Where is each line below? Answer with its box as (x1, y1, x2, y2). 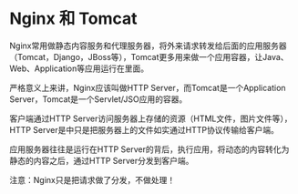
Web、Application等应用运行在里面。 (9, 63, 149, 74)
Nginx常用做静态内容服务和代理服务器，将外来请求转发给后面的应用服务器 (9, 40, 287, 51)
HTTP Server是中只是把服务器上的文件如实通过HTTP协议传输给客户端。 (9, 124, 280, 135)
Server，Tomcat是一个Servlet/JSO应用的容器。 (9, 93, 188, 105)
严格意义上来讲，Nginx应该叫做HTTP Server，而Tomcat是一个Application (9, 82, 286, 93)
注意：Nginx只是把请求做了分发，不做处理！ (9, 174, 176, 185)
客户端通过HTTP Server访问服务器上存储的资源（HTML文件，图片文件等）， (9, 113, 293, 124)
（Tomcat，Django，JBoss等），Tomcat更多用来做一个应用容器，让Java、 (9, 51, 289, 62)
